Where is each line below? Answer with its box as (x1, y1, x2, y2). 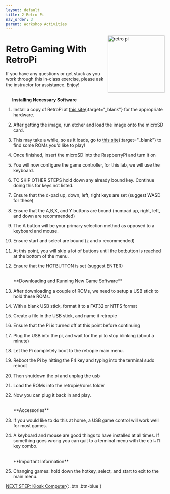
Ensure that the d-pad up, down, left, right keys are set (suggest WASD (13, 192, 161, 198)
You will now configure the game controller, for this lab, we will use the (13, 162, 160, 168)
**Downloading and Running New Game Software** (13, 278, 123, 284)
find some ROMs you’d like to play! (13, 142, 85, 148)
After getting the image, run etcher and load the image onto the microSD (13, 122, 163, 128)
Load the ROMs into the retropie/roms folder (13, 383, 105, 389)
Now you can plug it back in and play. (13, 392, 91, 398)
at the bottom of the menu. (13, 253, 69, 259)
